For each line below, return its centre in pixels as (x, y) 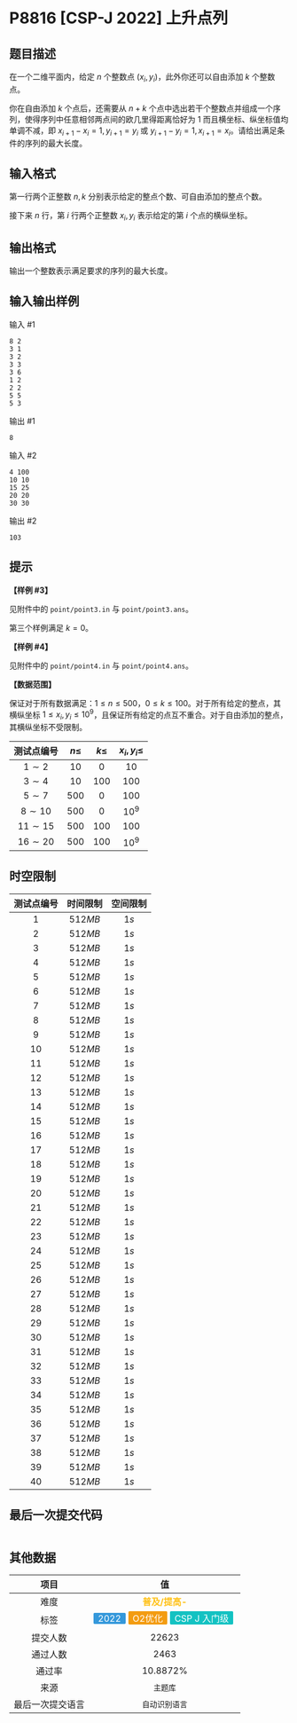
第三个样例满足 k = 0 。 (51, 627)
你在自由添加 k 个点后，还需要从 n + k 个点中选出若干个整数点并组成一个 (141, 108)
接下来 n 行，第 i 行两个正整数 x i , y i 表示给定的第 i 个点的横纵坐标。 (131, 216)
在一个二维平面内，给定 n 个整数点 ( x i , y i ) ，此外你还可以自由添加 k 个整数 (142, 78)
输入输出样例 (44, 301)
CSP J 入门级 (202, 1618)
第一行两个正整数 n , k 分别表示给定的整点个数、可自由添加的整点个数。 (138, 197)
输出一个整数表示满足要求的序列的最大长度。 (91, 271)
